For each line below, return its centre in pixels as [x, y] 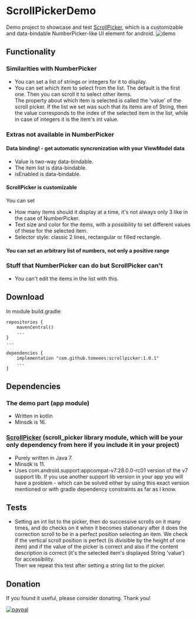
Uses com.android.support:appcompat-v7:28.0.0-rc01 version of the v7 [101, 470]
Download [25, 297]
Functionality [31, 52]
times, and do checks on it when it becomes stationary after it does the [101, 528]
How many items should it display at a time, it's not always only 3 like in [101, 212]
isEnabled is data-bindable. [48, 174]
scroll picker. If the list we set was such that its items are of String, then [101, 107]
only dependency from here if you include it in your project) [93, 445]
